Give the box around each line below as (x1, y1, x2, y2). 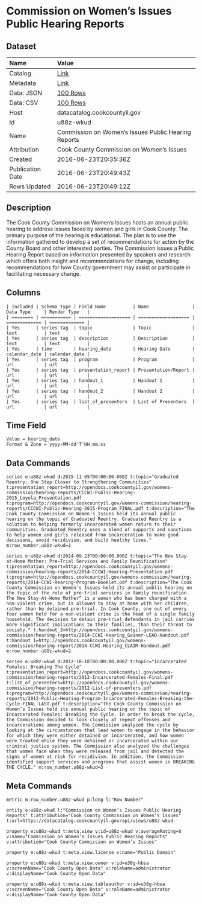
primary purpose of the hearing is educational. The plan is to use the (6, 231, 176, 239)
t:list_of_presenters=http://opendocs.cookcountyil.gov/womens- (6, 680, 171, 686)
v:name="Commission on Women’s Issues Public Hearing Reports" (6, 834, 168, 840)
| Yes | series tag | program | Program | (6, 356, 195, 363)
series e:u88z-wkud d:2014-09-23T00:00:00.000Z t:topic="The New (6, 553, 173, 559)
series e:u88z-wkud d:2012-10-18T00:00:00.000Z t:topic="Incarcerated (6, 659, 187, 665)
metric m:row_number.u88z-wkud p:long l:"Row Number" (6, 797, 144, 803)
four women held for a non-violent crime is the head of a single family (6, 611, 195, 617)
